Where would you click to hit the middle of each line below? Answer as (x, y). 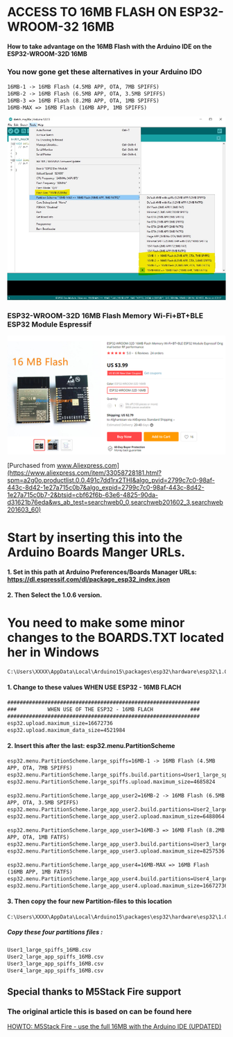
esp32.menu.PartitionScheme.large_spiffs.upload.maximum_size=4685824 (111, 782)
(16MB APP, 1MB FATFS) (40, 872)
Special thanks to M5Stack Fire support (94, 992)
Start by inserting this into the (95, 537)
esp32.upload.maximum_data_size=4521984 (67, 731)
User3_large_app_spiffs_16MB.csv (55, 964)
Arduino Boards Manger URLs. (96, 552)
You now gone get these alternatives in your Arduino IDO (105, 71)
